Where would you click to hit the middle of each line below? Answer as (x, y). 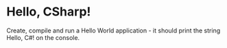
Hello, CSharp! (49, 12)
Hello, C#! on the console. (43, 37)
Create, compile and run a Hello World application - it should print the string (113, 30)
